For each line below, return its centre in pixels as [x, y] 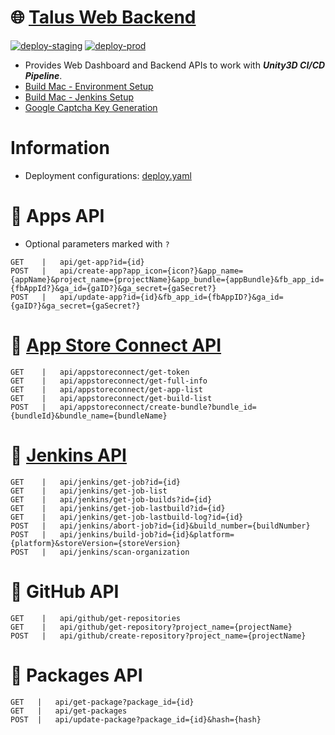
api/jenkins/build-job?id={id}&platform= [147, 534]
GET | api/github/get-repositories [96, 618]
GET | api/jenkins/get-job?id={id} [96, 482]
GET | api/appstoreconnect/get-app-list [106, 389]
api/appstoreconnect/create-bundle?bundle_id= [158, 407]
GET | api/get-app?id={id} [77, 262]
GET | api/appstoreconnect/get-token [100, 372]
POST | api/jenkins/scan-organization [100, 552]
